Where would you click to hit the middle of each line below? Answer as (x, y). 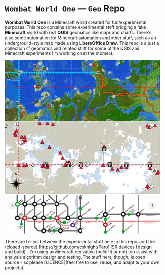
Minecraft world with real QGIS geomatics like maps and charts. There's (78, 32)
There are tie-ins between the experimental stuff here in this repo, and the (80, 241)
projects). (15, 267)
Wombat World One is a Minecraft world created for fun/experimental (76, 22)
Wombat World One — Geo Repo (65, 9)
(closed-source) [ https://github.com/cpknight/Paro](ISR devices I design (79, 247)
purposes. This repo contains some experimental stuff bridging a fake (76, 27)
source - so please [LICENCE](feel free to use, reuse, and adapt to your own (82, 262)
